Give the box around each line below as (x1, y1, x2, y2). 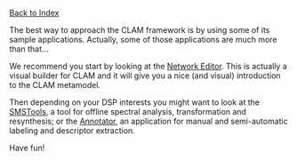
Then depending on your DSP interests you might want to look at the (9, 97, 261, 108)
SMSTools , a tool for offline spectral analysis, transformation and (9, 107, 247, 116)
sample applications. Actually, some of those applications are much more (9, 35, 277, 44)
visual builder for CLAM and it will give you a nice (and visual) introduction (9, 70, 282, 81)
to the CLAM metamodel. (9, 80, 100, 90)
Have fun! (9, 142, 45, 153)
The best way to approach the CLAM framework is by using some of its (9, 25, 270, 35)
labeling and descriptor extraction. (9, 125, 135, 136)
